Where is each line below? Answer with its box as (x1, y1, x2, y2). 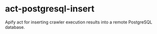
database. (5, 24, 25, 30)
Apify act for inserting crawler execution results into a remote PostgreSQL (5, 19, 153, 25)
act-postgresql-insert (5, 3, 94, 14)
